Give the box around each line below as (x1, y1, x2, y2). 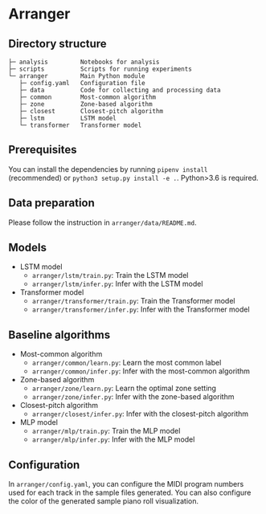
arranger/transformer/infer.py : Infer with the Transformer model (31, 304, 251, 314)
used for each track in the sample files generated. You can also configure (8, 487, 252, 498)
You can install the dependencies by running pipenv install (8, 164, 208, 173)
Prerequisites (8, 143, 77, 157)
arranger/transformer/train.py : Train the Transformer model (31, 296, 235, 306)
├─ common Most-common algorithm (18, 93, 157, 101)
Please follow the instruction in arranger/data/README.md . (8, 218, 197, 227)
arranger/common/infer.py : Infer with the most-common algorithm (31, 366, 251, 376)
